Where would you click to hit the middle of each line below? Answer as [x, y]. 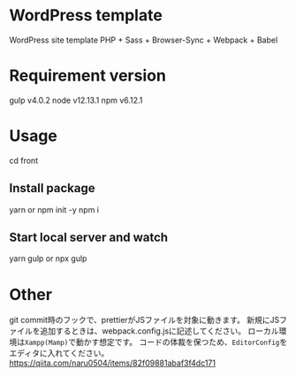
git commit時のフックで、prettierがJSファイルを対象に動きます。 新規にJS [144, 320]
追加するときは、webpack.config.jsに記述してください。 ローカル [159, 331]
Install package [52, 188]
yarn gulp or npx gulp [48, 258]
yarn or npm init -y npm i [54, 210]
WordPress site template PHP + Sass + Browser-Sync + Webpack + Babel [144, 40]
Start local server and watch [89, 238]
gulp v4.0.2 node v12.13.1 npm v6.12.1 [76, 100]
